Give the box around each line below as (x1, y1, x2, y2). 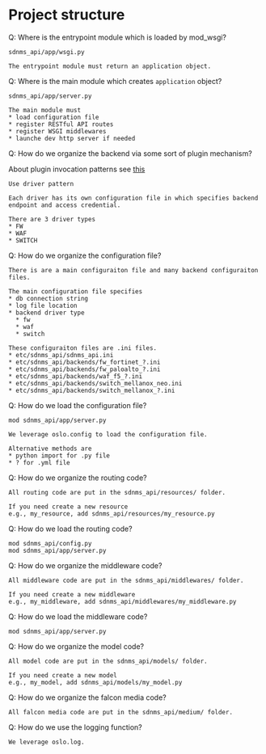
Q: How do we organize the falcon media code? (8, 693, 167, 702)
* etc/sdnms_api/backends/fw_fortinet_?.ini (8, 358, 161, 366)
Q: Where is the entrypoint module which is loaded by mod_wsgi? (8, 32, 227, 42)
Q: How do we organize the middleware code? (8, 560, 163, 571)
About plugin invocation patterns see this (8, 164, 146, 174)
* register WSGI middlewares (8, 127, 107, 135)
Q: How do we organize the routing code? (8, 473, 147, 482)
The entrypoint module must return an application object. (8, 62, 212, 70)
